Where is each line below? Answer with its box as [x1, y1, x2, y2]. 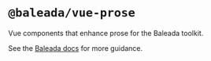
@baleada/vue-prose [8, 5, 135, 20]
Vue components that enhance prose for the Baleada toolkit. [8, 28, 204, 38]
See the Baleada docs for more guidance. [8, 43, 143, 52]
